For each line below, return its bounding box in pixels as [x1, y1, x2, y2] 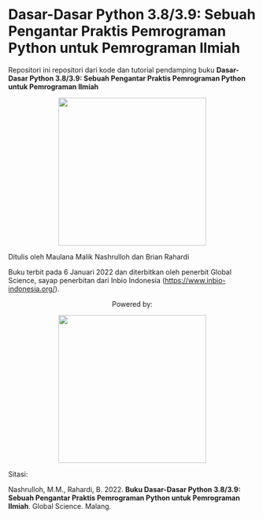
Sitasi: [8, 469, 28, 479]
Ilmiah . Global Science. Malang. [8, 501, 112, 510]
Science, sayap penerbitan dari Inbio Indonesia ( [8, 275, 165, 285]
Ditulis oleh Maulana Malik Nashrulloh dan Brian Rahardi [8, 252, 190, 261]
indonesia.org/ [8, 284, 55, 293]
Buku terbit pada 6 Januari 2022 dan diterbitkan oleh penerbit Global [8, 267, 232, 277]
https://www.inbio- [165, 275, 226, 285]
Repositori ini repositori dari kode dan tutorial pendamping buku [8, 65, 215, 74]
